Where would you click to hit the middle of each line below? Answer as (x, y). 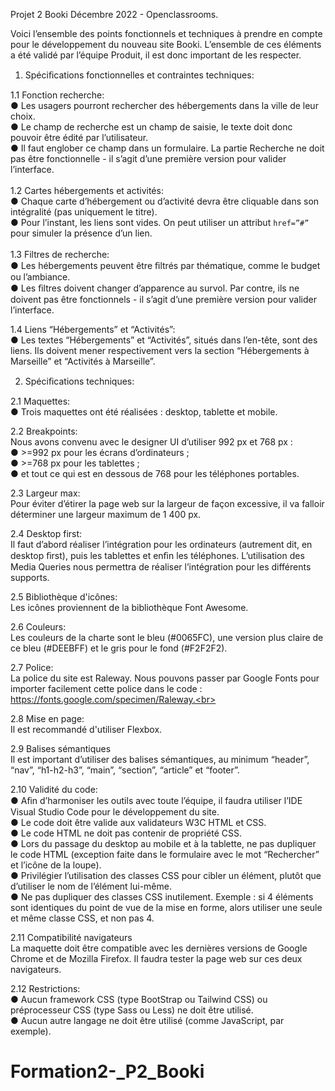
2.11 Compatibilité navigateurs (71, 937)
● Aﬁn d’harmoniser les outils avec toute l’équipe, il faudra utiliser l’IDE (156, 800)
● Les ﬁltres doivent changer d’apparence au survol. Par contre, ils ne (155, 288)
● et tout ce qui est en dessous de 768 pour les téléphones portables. (155, 473)
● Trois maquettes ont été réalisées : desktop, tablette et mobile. (144, 412)
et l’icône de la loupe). (56, 865)
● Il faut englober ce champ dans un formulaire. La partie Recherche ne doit (167, 148)
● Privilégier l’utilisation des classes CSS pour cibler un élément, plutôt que (166, 875)
